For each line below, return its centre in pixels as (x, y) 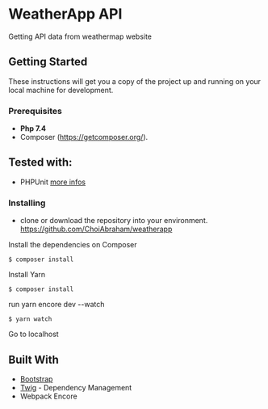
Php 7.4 (33, 129)
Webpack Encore (49, 396)
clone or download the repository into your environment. (114, 221)
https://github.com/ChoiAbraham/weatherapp (96, 229)
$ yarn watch (30, 319)
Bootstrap (36, 379)
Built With (33, 359)
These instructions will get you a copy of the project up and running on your (134, 81)
